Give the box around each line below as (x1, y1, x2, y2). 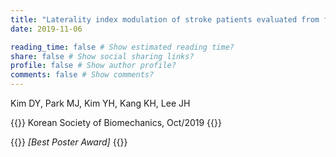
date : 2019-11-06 (10, 24, 83, 34)
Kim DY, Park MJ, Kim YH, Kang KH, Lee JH (10, 97, 191, 109)
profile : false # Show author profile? (10, 61, 177, 71)
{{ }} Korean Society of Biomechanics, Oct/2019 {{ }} (10, 117, 222, 128)
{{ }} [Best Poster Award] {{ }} (10, 136, 128, 148)
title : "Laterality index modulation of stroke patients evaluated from (10, 14, 320, 25)
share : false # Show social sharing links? (10, 51, 195, 61)
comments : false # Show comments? (10, 70, 155, 80)
